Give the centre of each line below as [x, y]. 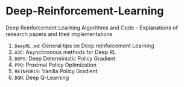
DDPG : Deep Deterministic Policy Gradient [65, 58]
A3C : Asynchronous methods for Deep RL [65, 52]
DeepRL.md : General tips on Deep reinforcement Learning [84, 46]
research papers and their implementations [59, 34]
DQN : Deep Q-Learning [42, 77]
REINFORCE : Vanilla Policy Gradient [56, 71]
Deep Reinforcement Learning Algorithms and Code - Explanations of [92, 28]
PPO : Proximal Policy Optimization [56, 65]
